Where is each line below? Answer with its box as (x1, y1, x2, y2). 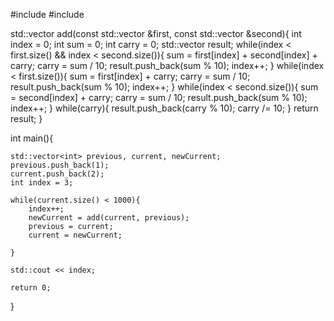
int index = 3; (10, 178, 74, 188)
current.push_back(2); (10, 169, 105, 179)
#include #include (10, 9, 85, 20)
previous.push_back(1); (10, 160, 110, 170)
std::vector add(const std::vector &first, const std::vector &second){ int (10, 28, 302, 39)
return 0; (10, 283, 52, 293)
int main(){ (10, 132, 54, 144)
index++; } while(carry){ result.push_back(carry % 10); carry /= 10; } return (10, 102, 319, 114)
